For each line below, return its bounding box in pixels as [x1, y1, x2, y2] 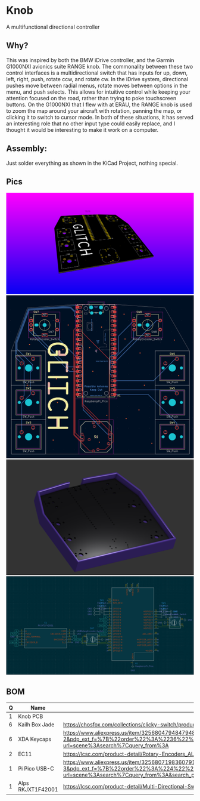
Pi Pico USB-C [17, 765, 55, 772]
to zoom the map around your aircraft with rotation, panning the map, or [6, 107, 183, 114]
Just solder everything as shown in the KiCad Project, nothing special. [6, 159, 179, 167]
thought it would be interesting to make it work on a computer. [6, 126, 159, 133]
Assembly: [6, 144, 48, 154]
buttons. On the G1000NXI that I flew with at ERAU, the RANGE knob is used [6, 101, 192, 108]
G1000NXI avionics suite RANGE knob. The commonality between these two [6, 63, 193, 70]
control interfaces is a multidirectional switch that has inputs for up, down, [6, 69, 188, 76]
